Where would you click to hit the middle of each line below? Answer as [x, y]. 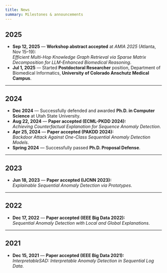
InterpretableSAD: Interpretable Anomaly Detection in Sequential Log [83, 261]
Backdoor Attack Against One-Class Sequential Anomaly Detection [81, 137]
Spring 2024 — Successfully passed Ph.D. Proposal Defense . [76, 148]
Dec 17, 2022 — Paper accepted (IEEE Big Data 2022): [69, 218]
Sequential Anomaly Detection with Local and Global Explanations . [81, 223]
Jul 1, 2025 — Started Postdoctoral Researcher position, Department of [86, 68]
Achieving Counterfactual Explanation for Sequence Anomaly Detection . [87, 127]
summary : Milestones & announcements [44, 14]
